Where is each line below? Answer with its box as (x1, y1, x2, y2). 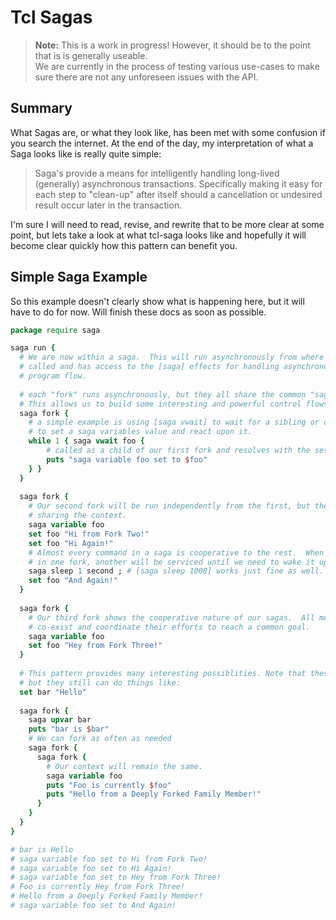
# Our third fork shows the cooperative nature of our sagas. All (28, 612, 315, 623)
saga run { (10, 343, 56, 353)
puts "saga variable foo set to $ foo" (46, 454, 208, 465)
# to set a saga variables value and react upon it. (28, 427, 253, 437)
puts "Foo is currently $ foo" (46, 780, 172, 790)
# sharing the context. (28, 511, 128, 521)
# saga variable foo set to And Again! (10, 901, 177, 911)
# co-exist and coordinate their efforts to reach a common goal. (28, 622, 311, 632)
